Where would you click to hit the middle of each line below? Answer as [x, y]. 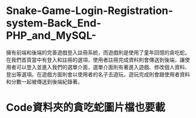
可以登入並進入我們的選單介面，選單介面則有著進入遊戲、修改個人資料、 [103, 67]
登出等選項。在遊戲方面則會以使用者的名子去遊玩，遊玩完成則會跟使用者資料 [98, 74]
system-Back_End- [54, 23]
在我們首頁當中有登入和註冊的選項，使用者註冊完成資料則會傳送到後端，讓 [95, 60]
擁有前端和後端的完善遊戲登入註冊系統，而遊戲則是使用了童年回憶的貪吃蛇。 [98, 52]
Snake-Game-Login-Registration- [90, 11]
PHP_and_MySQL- [51, 36]
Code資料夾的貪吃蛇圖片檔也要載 [86, 108]
